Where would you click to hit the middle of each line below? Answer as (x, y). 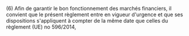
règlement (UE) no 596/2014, (41, 27)
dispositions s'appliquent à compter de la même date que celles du (87, 21)
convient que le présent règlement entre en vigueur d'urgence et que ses (95, 15)
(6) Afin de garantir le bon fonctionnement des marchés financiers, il (89, 8)
